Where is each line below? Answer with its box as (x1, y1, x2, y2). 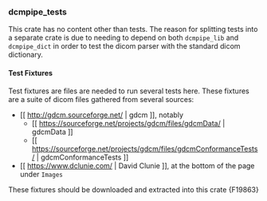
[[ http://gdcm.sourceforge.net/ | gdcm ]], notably (19, 110, 184, 120)
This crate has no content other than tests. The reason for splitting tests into (8, 25, 258, 34)
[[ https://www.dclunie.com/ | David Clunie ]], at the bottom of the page (19, 160, 255, 170)
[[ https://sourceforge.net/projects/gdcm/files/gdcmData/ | (31, 118, 226, 128)
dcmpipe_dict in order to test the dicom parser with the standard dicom (8, 41, 241, 51)
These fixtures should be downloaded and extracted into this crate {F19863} (8, 184, 259, 194)
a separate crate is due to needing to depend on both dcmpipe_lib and (8, 33, 239, 42)
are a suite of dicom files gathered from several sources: (8, 94, 194, 104)
